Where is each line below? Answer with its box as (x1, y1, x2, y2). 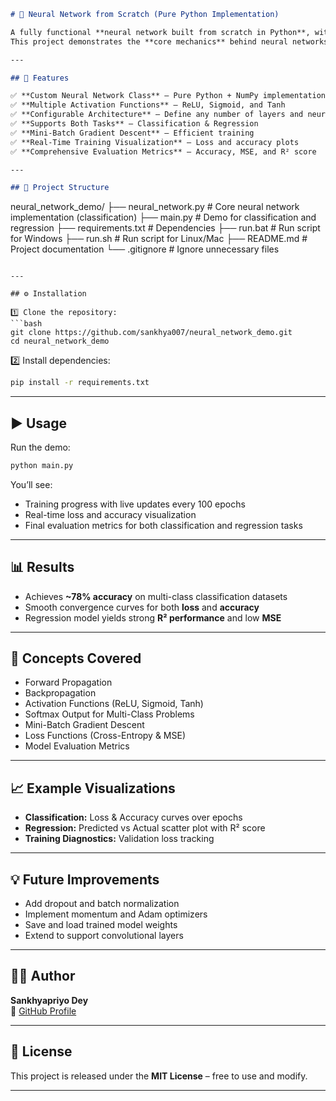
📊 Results (10, 559, 75, 576)
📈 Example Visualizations (10, 780, 176, 797)
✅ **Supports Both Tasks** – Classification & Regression (10, 119, 259, 129)
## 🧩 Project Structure (10, 183, 110, 193)
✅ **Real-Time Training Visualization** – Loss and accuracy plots (10, 137, 300, 147)
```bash (10, 319, 43, 329)
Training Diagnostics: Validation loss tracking (24, 833, 215, 845)
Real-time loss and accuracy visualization (24, 508, 197, 520)
